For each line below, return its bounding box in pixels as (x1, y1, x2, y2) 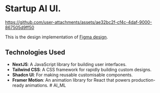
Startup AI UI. (5, 3, 61, 14)
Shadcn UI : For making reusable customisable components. (12, 72, 133, 78)
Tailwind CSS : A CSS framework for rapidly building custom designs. (12, 66, 152, 72)
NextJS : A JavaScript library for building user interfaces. (12, 61, 127, 67)
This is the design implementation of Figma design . (5, 34, 108, 40)
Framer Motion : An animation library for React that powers (12, 77, 131, 83)
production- (131, 77, 156, 83)
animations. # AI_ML (25, 82, 66, 88)
